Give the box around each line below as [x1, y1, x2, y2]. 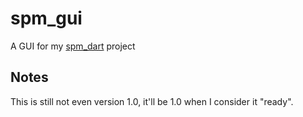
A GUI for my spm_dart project [10, 40, 136, 52]
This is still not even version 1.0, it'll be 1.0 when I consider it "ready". [10, 95, 294, 107]
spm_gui [10, 7, 83, 30]
